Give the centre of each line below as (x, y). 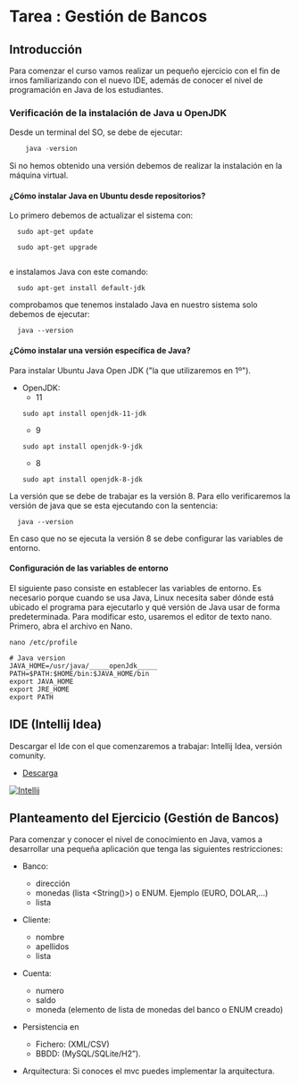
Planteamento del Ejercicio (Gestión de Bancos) (144, 818)
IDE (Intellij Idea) (56, 725)
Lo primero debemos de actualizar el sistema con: (101, 215)
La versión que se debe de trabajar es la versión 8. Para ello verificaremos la (150, 496)
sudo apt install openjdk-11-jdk (84, 413)
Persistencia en (50, 1027)
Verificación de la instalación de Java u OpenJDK (118, 113)
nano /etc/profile (43, 642)
